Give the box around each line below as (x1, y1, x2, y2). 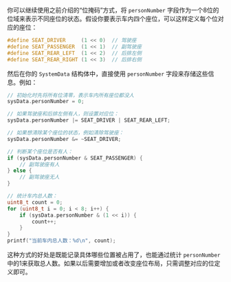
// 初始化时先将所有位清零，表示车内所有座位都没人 (7, 91, 134, 98)
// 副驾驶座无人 (19, 174, 60, 181)
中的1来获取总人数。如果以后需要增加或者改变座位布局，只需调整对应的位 (7, 259, 214, 267)
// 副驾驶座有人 (19, 161, 60, 168)
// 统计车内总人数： (7, 193, 58, 199)
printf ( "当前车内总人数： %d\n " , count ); (7, 237, 116, 244)
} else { (7, 167, 32, 174)
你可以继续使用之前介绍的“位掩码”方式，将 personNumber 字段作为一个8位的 (7, 6, 219, 14)
